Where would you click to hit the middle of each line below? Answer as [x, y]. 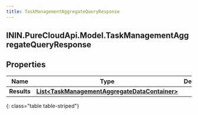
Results [20, 91]
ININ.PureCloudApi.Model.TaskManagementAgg [98, 36]
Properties [26, 65]
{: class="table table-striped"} [43, 106]
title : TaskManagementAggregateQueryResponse [63, 11]
